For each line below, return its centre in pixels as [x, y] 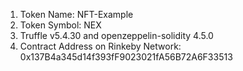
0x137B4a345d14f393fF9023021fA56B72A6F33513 [126, 57]
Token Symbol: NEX [60, 25]
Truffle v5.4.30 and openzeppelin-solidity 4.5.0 [116, 35]
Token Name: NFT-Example [76, 14]
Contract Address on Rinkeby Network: [100, 46]
